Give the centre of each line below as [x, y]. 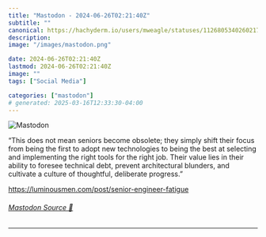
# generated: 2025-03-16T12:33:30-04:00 [76, 103]
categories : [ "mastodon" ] [51, 96]
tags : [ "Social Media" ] [47, 81]
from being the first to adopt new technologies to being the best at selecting [133, 149]
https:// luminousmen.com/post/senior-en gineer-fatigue [99, 190]
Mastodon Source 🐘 [41, 207]
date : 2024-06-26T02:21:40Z [55, 59]
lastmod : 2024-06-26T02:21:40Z [60, 67]
